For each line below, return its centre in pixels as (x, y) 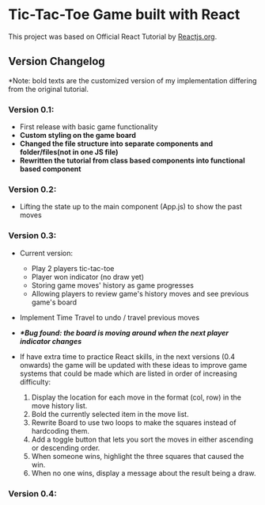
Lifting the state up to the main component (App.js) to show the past (131, 207)
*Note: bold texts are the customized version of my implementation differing (132, 80)
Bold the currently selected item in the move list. (110, 414)
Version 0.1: (31, 109)
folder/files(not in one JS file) (69, 152)
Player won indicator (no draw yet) (88, 277)
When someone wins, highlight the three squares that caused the (138, 456)
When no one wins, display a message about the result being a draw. (144, 472)
